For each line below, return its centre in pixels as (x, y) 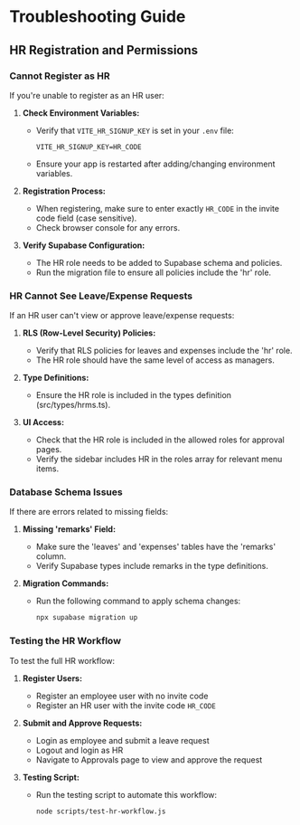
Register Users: (52, 678)
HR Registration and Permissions (104, 50)
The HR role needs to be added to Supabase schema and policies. (159, 262)
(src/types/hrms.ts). (73, 405)
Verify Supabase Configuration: (84, 245)
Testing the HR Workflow (66, 641)
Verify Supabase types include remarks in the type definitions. (152, 566)
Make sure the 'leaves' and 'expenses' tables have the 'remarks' (156, 547)
